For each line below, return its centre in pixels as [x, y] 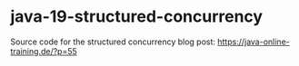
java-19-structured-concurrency [136, 17]
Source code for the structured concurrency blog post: [113, 42]
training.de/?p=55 [44, 51]
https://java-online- [254, 42]
